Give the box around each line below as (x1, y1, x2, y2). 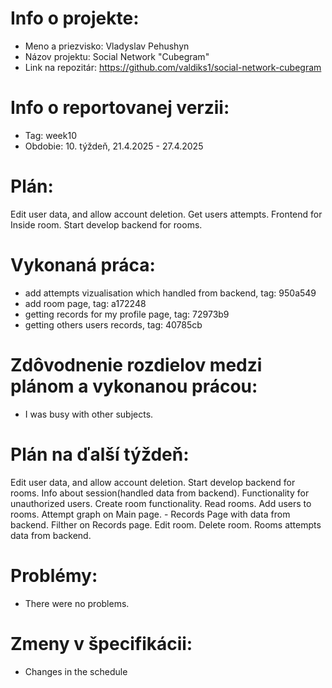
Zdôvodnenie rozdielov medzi (10, 353, 263, 376)
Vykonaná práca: (10, 254, 156, 276)
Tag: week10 (24, 129, 77, 141)
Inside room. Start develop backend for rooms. (10, 218, 203, 231)
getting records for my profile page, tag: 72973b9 (24, 308, 230, 320)
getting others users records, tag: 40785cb (24, 318, 203, 331)
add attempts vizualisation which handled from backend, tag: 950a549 (24, 287, 317, 299)
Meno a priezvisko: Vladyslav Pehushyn (24, 40, 190, 52)
